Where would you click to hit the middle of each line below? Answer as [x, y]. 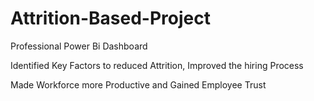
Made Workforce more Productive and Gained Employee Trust [138, 84]
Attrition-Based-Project [110, 18]
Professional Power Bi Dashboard [79, 46]
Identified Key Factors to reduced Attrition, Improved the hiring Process [157, 65]
